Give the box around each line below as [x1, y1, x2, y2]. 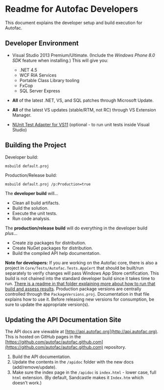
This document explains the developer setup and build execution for [5, 20, 143, 26]
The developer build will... [5, 190, 59, 196]
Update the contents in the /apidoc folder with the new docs [12, 359, 134, 365]
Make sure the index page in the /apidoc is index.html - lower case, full [12, 369, 157, 375]
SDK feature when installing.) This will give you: [12, 57, 109, 63]
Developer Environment [5, 39, 79, 48]
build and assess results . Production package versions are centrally [5, 286, 141, 292]
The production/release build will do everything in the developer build [5, 225, 148, 231]
